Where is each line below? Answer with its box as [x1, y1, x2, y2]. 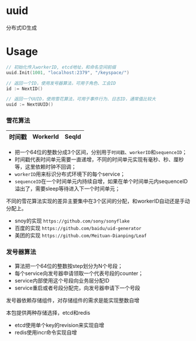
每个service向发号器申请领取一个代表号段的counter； [14, 270, 144, 277]
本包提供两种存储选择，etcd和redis [6, 309, 91, 316]
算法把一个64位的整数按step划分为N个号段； [14, 262, 123, 269]
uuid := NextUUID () [6, 102, 54, 107]
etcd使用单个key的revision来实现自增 [14, 321, 104, 328]
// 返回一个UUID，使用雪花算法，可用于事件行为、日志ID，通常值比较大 [6, 96, 156, 102]
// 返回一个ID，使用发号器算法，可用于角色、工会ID [6, 80, 116, 86]
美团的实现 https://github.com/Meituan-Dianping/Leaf [14, 232, 147, 239]
